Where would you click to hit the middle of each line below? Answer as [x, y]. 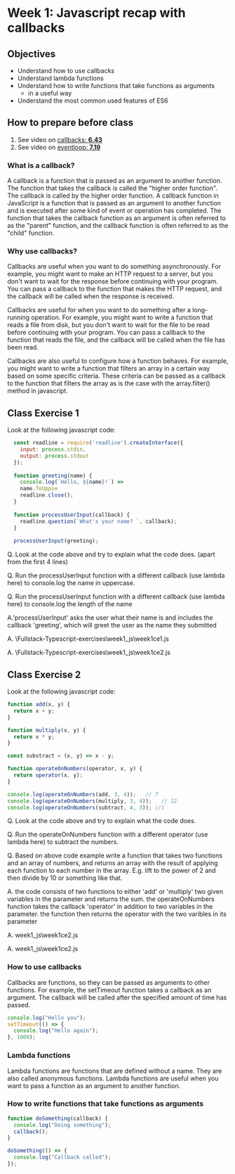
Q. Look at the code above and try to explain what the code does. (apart [111, 554]
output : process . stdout [55, 456]
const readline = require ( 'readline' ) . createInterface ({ [99, 443]
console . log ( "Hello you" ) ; [47, 1018]
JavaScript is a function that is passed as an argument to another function [114, 203]
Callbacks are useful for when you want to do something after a [99, 310]
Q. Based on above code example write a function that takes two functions [115, 855]
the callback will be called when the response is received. [90, 296]
